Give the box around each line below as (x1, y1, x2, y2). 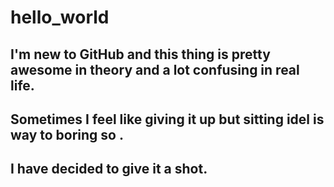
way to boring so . (10, 126, 124, 143)
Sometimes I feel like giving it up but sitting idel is (10, 111, 325, 128)
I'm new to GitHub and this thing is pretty (10, 46, 271, 63)
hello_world (10, 6, 110, 29)
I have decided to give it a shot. (10, 161, 208, 178)
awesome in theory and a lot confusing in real (10, 61, 300, 78)
